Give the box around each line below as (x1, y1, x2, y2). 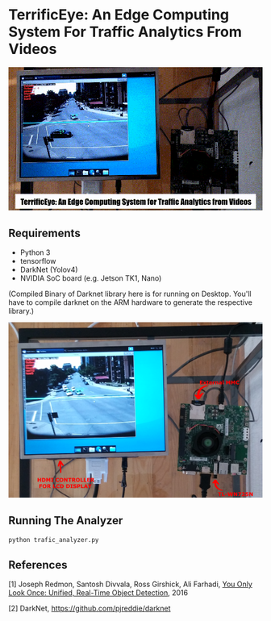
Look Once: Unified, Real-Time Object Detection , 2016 (8, 587, 188, 598)
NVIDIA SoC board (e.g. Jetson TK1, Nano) (19, 273, 162, 283)
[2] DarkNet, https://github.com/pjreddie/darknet (8, 603, 171, 613)
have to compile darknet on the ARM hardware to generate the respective (8, 297, 252, 307)
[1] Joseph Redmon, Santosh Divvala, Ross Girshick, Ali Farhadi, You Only (8, 579, 252, 589)
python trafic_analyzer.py (8, 536, 99, 544)
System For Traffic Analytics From (8, 23, 242, 41)
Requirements (8, 226, 81, 240)
